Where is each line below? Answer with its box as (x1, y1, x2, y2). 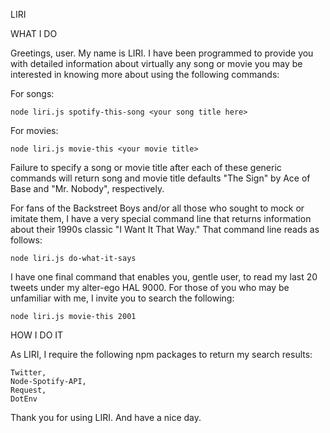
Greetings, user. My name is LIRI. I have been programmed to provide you (10, 47, 314, 59)
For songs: (10, 88, 55, 99)
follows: (10, 234, 43, 246)
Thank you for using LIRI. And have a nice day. (10, 412, 202, 423)
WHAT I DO (10, 28, 58, 39)
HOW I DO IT (10, 329, 64, 341)
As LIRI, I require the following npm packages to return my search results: (10, 349, 313, 360)
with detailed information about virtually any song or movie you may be (10, 58, 303, 69)
